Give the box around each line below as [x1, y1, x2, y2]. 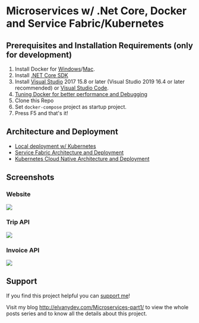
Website [6, 190, 31, 198]
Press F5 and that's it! [14, 110, 68, 116]
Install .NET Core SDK [14, 72, 68, 78]
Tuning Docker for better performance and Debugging [14, 91, 147, 97]
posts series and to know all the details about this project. [6, 310, 147, 317]
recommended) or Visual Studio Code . [14, 84, 109, 91]
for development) [6, 49, 72, 60]
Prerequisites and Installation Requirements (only [6, 40, 193, 50]
